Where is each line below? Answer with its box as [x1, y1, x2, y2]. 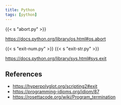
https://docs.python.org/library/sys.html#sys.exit [5, 55, 107, 61]
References [5, 70, 42, 78]
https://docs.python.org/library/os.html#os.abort [5, 36, 106, 42]
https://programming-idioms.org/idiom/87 [12, 89, 100, 95]
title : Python [5, 7, 35, 13]
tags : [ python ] [5, 12, 37, 17]
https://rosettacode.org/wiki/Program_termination [12, 94, 116, 100]
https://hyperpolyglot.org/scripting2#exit [12, 83, 98, 89]
